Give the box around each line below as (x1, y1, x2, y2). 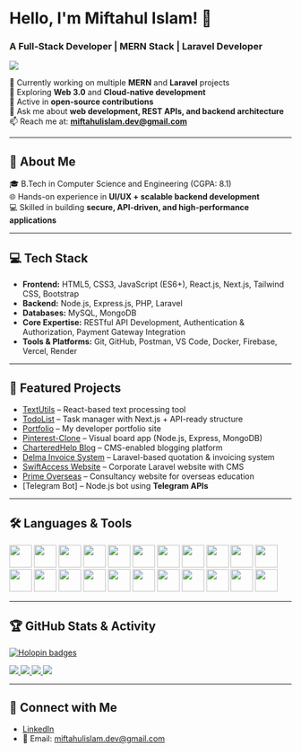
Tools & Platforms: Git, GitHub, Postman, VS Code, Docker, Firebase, (21, 336, 278, 347)
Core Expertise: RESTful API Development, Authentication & (21, 317, 245, 328)
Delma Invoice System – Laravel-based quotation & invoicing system (21, 451, 275, 462)
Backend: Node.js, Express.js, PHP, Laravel (21, 298, 184, 309)
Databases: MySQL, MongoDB (21, 307, 137, 318)
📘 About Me (9, 154, 76, 169)
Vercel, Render (21, 346, 78, 357)
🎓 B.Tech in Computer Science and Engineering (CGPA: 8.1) (9, 179, 232, 190)
